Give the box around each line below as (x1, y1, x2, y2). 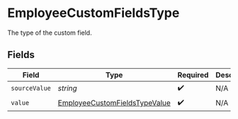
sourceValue (11, 84, 52, 93)
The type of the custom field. (7, 28, 92, 37)
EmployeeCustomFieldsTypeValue (57, 98, 171, 108)
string (57, 84, 78, 93)
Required (177, 69, 209, 79)
